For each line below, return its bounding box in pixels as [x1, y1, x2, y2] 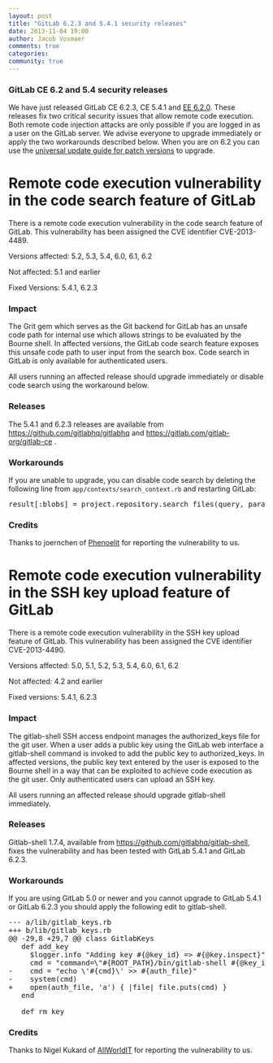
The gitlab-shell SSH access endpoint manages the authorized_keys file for [8, 731, 261, 740]
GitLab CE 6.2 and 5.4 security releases [8, 84, 168, 95]
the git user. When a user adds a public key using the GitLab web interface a [8, 740, 264, 749]
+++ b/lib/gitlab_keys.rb [8, 926, 112, 935]
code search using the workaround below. [8, 380, 149, 390]
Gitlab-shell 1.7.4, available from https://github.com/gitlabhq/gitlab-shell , [8, 837, 250, 847]
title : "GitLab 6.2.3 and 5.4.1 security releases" [8, 20, 187, 28]
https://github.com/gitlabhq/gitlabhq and [8, 427, 145, 437]
